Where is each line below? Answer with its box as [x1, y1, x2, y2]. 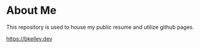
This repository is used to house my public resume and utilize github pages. [6, 23, 195, 31]
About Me [6, 4, 57, 17]
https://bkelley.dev [6, 35, 52, 42]
